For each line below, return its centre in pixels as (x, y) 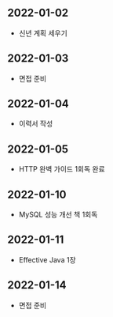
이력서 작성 (36, 124)
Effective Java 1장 (47, 259)
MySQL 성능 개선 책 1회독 (58, 215)
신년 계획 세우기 (43, 33)
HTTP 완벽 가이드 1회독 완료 (62, 169)
